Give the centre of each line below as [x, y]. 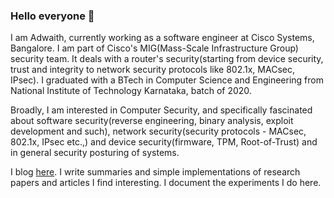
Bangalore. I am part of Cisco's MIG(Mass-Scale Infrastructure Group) [154, 48]
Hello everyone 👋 [52, 16]
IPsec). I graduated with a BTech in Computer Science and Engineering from [167, 80]
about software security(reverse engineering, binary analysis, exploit [152, 121]
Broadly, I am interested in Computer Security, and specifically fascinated [161, 110]
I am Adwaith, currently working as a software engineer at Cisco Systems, [162, 38]
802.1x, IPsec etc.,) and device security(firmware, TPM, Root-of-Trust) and [164, 142]
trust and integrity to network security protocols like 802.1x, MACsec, [152, 70]
